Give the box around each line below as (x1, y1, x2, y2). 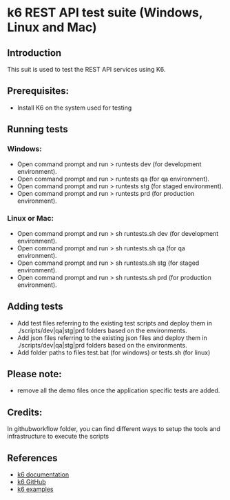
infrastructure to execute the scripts (7, 432, 109, 441)
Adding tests (7, 301, 63, 312)
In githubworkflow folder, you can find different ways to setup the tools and (7, 425, 220, 433)
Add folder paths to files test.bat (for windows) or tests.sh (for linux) (17, 348, 211, 357)
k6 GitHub (17, 478, 46, 486)
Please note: (7, 368, 62, 380)
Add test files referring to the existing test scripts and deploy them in (17, 319, 212, 327)
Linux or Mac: (7, 214, 54, 223)
